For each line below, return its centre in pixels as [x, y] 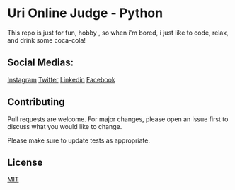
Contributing [36, 102]
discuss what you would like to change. [65, 126]
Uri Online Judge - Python [85, 13]
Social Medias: [41, 63]
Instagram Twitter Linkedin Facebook [61, 79]
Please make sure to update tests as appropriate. [79, 140]
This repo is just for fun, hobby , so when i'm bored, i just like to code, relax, [118, 33]
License [25, 162]
